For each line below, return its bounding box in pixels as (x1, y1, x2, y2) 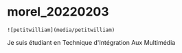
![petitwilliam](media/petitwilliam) (7, 26, 115, 33)
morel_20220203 (7, 4, 109, 20)
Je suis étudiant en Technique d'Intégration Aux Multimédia (7, 38, 176, 46)
